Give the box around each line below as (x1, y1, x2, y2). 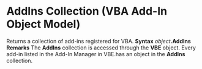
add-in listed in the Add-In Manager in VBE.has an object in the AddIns (6, 50, 185, 57)
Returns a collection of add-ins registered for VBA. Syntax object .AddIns (6, 37, 191, 45)
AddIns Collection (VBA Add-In (6, 4, 167, 18)
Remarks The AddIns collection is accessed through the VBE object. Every (6, 44, 196, 51)
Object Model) (6, 17, 81, 31)
